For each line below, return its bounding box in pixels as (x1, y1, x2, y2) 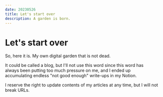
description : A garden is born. (5, 16, 71, 21)
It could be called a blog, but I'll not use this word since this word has (5, 63, 144, 68)
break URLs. (5, 87, 30, 93)
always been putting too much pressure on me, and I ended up (5, 67, 131, 73)
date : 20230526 (5, 7, 36, 12)
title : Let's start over (5, 12, 55, 16)
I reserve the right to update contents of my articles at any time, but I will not (5, 82, 158, 88)
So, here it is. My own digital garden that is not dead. (5, 53, 111, 59)
